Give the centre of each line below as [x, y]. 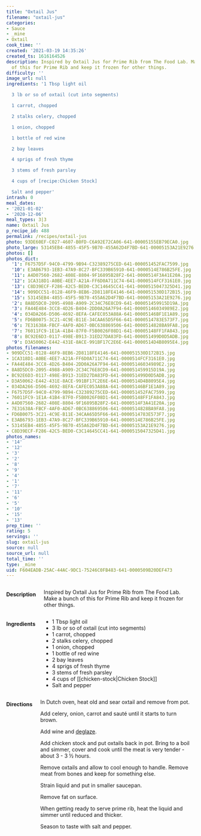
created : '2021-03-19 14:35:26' [46, 51]
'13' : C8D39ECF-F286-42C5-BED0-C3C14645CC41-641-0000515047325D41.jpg [101, 286]
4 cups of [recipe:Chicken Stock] [54, 181]
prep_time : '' [24, 526]
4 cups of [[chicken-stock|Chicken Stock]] [104, 679]
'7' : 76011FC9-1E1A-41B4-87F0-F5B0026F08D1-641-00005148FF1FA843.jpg [100, 331]
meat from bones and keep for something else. [98, 774]
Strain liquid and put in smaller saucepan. [91, 785]
